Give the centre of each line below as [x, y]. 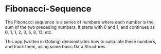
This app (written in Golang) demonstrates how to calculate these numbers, [81, 41]
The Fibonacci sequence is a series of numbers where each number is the [80, 22]
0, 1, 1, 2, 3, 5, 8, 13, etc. [29, 32]
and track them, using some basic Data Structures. [56, 46]
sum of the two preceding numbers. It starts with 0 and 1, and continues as [80, 27]
